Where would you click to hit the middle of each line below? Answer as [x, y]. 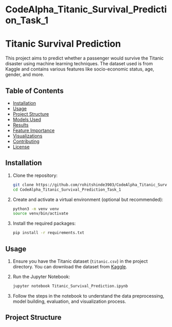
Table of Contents [35, 91]
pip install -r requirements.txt [49, 233]
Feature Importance [34, 130]
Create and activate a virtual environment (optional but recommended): [88, 199]
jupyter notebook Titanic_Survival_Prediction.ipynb [70, 286]
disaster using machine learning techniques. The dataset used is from [79, 64]
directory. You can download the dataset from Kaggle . [70, 266]
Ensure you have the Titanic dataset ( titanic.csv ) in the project [80, 261]
